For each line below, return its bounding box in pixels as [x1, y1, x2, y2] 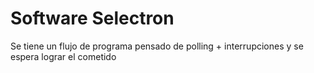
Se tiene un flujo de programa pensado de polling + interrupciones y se [10, 40, 304, 52]
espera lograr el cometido [10, 50, 117, 62]
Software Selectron [10, 7, 175, 30]
